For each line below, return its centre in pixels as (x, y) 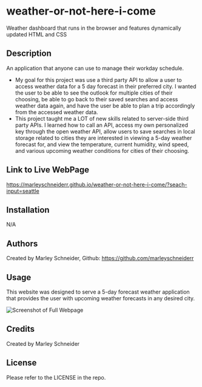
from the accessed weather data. (56, 112)
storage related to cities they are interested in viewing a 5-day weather (103, 138)
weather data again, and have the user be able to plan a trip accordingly (105, 106)
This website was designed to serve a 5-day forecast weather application (98, 292)
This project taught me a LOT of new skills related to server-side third (102, 118)
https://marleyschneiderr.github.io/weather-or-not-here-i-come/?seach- (97, 184)
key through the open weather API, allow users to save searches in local (105, 131)
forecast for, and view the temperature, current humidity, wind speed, (102, 144)
